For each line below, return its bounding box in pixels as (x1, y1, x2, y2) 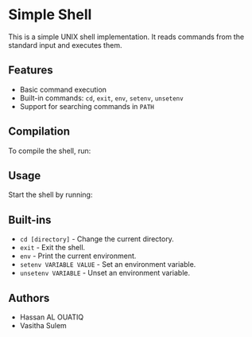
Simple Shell (8, 6, 92, 24)
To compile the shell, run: (8, 146, 91, 155)
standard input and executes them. (8, 40, 122, 49)
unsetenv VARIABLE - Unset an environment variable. (19, 268, 191, 278)
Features (8, 64, 53, 77)
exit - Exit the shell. (19, 243, 86, 253)
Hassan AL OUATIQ (19, 312, 84, 322)
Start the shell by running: (8, 190, 93, 200)
